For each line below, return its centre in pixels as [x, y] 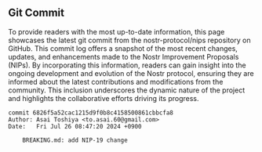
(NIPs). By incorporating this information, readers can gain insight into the [127, 65]
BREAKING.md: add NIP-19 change [75, 140]
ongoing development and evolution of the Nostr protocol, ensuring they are [131, 73]
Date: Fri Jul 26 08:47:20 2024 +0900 [75, 126]
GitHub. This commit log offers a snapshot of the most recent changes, [123, 48]
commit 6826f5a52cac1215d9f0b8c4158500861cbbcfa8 [91, 113]
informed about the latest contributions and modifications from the [116, 81]
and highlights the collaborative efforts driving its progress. [104, 98]
